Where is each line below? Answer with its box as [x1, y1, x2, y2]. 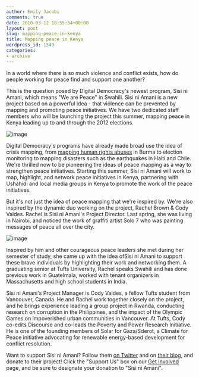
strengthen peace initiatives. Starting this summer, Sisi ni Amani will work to [6, 167, 191, 175]
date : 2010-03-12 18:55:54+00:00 [6, 20, 89, 26]
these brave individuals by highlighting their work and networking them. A [6, 258, 187, 266]
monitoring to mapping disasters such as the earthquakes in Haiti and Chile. [6, 154, 192, 161]
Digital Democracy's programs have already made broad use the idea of [6, 142, 182, 149]
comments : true [6, 14, 44, 20]
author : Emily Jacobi [6, 8, 60, 15]
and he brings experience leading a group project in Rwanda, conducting [6, 302, 185, 309]
